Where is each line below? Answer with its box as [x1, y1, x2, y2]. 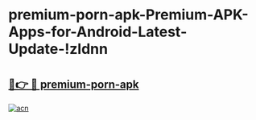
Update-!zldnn [8, 40, 109, 58]
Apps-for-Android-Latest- [8, 23, 188, 41]
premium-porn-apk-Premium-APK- [8, 6, 249, 24]
